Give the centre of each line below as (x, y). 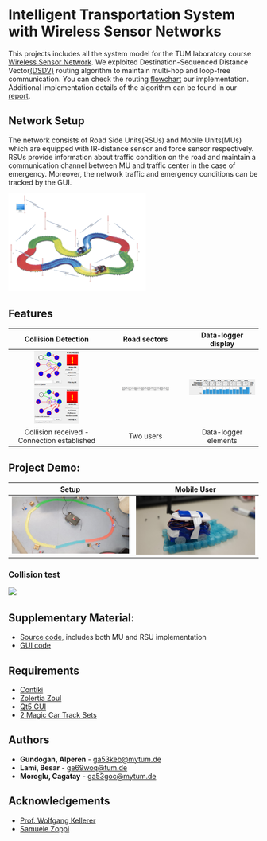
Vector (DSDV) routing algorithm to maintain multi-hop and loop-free (120, 70)
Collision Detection (57, 339)
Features (31, 313)
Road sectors (145, 339)
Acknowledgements (59, 801)
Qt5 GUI (33, 707)
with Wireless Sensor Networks (115, 31)
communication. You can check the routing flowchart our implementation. (128, 79)
